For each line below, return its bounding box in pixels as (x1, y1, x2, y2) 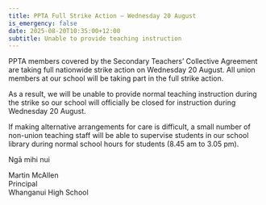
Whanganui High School (8, 187, 89, 198)
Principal (8, 179, 38, 189)
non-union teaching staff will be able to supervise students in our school (8, 131, 249, 140)
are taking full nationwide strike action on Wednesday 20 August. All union (8, 65, 256, 75)
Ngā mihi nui (8, 155, 51, 165)
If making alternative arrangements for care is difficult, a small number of (8, 122, 251, 132)
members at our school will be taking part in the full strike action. (8, 73, 224, 83)
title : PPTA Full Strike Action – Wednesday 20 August (8, 11, 197, 20)
